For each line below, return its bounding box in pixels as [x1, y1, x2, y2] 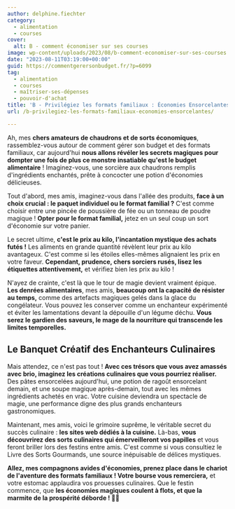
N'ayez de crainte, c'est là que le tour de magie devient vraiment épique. [7, 278, 217, 287]
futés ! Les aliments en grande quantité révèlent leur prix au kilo [7, 243, 192, 251]
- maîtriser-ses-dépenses [13, 88, 90, 95]
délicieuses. [7, 178, 42, 186]
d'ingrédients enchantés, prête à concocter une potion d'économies [7, 170, 204, 179]
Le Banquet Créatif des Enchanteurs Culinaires [7, 344, 215, 355]
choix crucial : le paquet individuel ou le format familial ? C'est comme [7, 199, 215, 208]
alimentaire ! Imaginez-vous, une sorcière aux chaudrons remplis [7, 163, 196, 172]
